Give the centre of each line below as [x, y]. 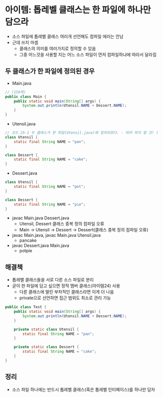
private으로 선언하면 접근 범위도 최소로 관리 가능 [65, 298]
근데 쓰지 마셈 [25, 42]
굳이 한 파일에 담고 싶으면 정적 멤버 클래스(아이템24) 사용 [66, 286]
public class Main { [26, 97]
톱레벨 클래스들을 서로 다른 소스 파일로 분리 [53, 280]
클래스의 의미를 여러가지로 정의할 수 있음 [57, 48]
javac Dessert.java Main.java [41, 245]
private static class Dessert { [46, 347]
